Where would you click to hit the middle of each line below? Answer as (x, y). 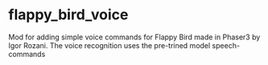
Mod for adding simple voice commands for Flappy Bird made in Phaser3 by (134, 37)
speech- (226, 45)
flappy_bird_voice (68, 15)
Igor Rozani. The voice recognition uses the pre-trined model (109, 45)
